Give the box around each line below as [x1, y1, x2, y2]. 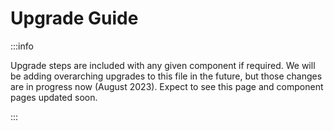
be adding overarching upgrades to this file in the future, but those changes [10, 70, 323, 82]
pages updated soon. [10, 91, 98, 103]
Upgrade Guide [10, 7, 139, 30]
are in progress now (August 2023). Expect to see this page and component [10, 80, 324, 92]
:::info [10, 40, 34, 52]
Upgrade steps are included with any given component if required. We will [10, 59, 316, 71]
